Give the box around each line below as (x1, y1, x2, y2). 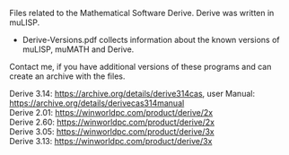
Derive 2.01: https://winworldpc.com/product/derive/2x (9, 108, 214, 117)
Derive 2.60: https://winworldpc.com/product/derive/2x (9, 116, 215, 127)
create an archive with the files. (9, 71, 126, 82)
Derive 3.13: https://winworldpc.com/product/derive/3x (9, 136, 213, 146)
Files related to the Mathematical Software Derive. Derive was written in (9, 8, 275, 18)
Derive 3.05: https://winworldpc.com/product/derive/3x (9, 126, 215, 137)
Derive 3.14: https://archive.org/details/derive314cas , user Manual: (9, 89, 256, 99)
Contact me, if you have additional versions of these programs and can (9, 62, 272, 72)
